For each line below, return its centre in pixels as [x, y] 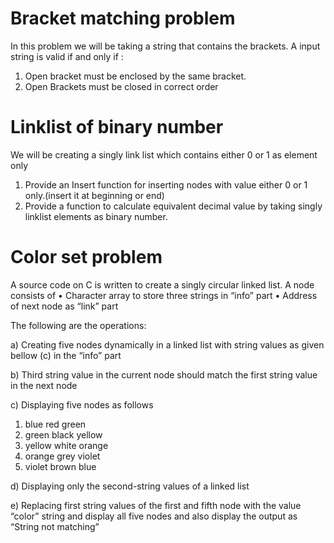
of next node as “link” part [64, 306]
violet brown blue [60, 466]
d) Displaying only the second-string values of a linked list [130, 486]
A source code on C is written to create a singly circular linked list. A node [162, 284]
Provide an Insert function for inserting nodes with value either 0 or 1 [166, 184]
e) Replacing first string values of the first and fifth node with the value [156, 505]
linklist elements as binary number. [96, 216]
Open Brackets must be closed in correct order [121, 86]
